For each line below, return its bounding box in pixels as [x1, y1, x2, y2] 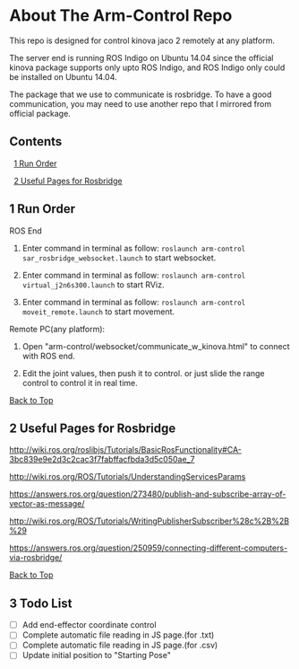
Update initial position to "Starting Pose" [21, 650, 172, 661]
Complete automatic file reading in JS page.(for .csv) [21, 639, 218, 651]
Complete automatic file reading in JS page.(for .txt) [21, 629, 215, 640]
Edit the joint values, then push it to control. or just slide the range [21, 367, 266, 378]
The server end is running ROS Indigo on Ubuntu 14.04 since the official [9, 52, 274, 63]
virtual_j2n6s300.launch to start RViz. [21, 279, 165, 290]
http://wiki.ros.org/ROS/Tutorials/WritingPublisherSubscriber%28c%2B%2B [9, 515, 289, 526]
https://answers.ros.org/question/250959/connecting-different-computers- [9, 542, 288, 553]
